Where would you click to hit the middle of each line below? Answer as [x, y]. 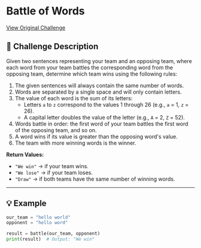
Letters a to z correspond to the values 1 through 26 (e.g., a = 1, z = [106, 104]
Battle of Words [45, 11]
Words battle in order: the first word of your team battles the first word [101, 124]
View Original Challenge [36, 28]
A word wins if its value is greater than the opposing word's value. [96, 136]
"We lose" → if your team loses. [54, 172]
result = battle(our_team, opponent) [53, 234]
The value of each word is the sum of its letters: [74, 98]
